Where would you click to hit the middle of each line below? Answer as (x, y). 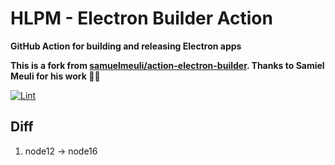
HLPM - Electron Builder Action (141, 18)
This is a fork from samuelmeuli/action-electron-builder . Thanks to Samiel (167, 65)
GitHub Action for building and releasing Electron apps (126, 46)
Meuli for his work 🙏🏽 (55, 76)
